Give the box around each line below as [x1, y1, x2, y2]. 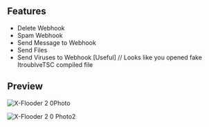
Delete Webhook [17, 23, 65, 32]
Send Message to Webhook [17, 38, 97, 47]
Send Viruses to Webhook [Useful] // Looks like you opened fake [17, 53, 203, 61]
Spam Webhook [17, 31, 64, 39]
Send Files [17, 46, 48, 54]
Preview [7, 81, 44, 92]
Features [7, 6, 46, 17]
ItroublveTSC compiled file [17, 60, 93, 68]
